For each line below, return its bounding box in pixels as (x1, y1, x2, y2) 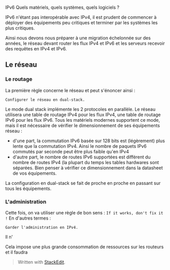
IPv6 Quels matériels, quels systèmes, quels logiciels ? (5, 5, 120, 10)
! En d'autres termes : (5, 215, 51, 221)
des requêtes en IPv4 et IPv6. (5, 46, 67, 51)
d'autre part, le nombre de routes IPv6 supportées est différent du (12, 154, 151, 160)
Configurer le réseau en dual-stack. (5, 97, 85, 102)
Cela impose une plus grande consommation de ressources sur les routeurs (5, 244, 164, 250)
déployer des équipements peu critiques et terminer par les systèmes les (5, 20, 158, 25)
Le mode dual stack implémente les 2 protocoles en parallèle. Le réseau (5, 106, 156, 112)
